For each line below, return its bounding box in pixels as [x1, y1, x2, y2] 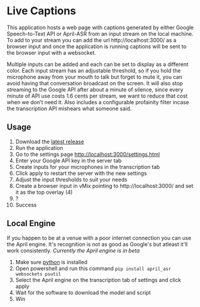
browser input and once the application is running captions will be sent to [7, 43, 187, 50]
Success [15, 201, 37, 208]
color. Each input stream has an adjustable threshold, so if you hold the [7, 67, 181, 74]
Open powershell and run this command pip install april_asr [15, 265, 171, 272]
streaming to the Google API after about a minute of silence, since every [7, 86, 183, 93]
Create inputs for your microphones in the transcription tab [15, 163, 160, 170]
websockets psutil [15, 271, 61, 277]
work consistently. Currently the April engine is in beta [7, 247, 140, 254]
